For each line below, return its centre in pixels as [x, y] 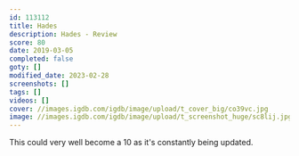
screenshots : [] [39, 84]
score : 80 [28, 42]
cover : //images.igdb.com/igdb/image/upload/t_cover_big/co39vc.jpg [139, 109]
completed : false [41, 59]
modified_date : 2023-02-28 [59, 76]
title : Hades [33, 26]
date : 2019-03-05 [41, 51]
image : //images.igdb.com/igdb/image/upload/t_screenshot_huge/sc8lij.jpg [151, 117]
